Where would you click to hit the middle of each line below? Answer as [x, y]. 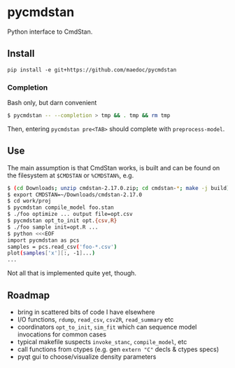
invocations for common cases [62, 334]
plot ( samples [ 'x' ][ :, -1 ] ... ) [51, 253]
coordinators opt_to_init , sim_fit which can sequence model [107, 327]
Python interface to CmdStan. [50, 32]
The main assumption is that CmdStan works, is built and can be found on [114, 168]
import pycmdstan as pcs [43, 240]
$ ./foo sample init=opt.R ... [53, 227]
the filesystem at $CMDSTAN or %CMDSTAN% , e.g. [71, 175]
